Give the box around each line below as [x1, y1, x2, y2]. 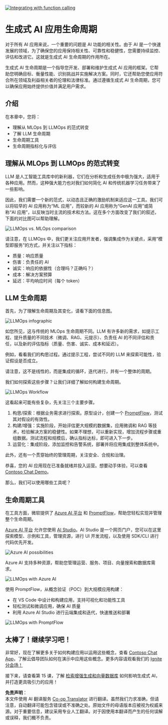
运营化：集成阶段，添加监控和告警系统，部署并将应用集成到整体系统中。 [12, 441, 161, 447]
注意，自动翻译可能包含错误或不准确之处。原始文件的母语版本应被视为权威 [5, 702, 158, 708]
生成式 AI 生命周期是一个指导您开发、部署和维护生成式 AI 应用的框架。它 [5, 64, 154, 70]
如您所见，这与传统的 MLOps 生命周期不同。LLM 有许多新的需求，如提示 [5, 328, 155, 334]
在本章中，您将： [5, 113, 40, 120]
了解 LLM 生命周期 [12, 130, 51, 136]
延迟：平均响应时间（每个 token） [12, 278, 82, 284]
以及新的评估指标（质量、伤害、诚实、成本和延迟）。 [13, 341, 121, 347]
